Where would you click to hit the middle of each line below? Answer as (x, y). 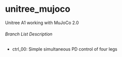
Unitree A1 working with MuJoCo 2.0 (42, 23)
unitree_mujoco (38, 9)
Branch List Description (29, 34)
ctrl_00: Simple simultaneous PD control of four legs (65, 49)
